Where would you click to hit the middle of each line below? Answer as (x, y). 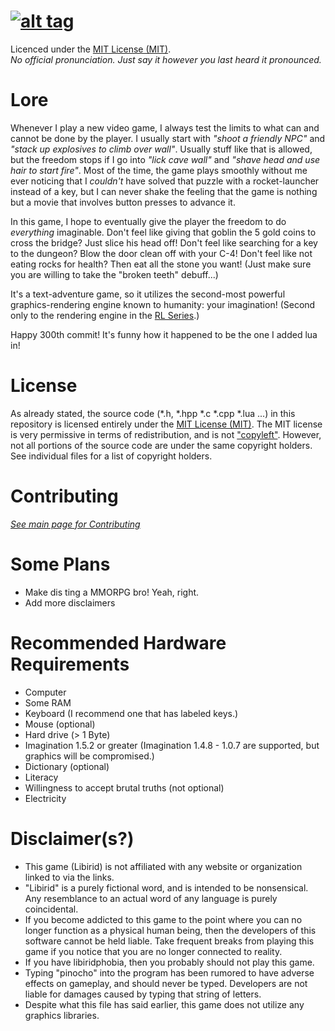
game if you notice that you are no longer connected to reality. (153, 951)
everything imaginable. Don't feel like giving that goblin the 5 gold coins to (163, 232)
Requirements (70, 664)
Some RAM (48, 702)
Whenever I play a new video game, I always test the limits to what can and (165, 127)
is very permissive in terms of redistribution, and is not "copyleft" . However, (166, 434)
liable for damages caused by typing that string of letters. (143, 994)
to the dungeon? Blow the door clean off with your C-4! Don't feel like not (161, 253)
